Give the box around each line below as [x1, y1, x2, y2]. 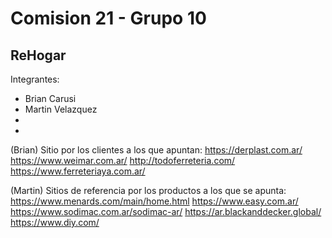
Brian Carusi [24, 93, 77, 104]
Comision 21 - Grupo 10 [10, 7, 207, 30]
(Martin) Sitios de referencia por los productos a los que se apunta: [10, 185, 287, 196]
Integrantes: [10, 73, 60, 85]
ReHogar [10, 47, 67, 64]
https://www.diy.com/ [10, 217, 100, 228]
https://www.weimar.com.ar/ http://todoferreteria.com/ [10, 155, 236, 166]
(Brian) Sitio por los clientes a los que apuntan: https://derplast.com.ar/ [10, 144, 303, 156]
